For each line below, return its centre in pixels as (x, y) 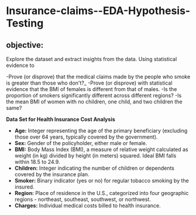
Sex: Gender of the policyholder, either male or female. (81, 143)
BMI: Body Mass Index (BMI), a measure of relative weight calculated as (101, 149)
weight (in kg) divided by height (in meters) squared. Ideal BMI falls (95, 156)
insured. (24, 187)
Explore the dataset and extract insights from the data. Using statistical (92, 59)
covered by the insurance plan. (52, 174)
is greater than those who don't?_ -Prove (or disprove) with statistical (89, 83)
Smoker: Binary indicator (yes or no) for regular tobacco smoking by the (102, 181)
